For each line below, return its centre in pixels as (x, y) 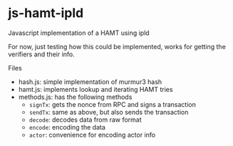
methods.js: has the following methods (75, 97)
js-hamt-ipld (46, 13)
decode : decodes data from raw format (85, 120)
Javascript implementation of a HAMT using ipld (79, 33)
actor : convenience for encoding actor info (92, 135)
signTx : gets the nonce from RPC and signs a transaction (113, 104)
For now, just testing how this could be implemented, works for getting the (117, 46)
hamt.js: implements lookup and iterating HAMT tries (95, 89)
